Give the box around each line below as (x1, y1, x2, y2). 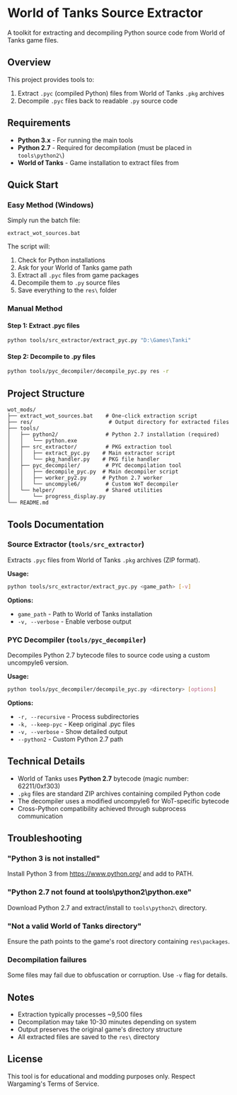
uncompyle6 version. (7, 658, 69, 667)
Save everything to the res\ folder (17, 286, 117, 294)
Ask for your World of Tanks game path (17, 263, 133, 272)
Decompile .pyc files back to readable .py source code (17, 96, 178, 105)
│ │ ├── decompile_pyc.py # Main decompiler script (7, 469, 179, 476)
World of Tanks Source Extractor (7, 5, 204, 21)
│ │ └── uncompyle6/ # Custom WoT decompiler (7, 481, 179, 488)
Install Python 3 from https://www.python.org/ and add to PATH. (7, 869, 194, 878)
